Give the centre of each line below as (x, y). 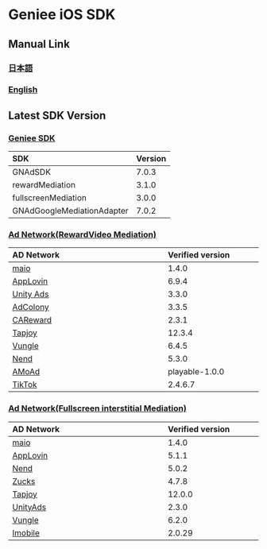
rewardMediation (44, 185)
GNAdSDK (32, 172)
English (23, 90)
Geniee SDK (32, 138)
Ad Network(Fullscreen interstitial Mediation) (97, 408)
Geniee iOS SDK (62, 15)
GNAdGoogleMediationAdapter (70, 211)
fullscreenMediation (50, 198)
